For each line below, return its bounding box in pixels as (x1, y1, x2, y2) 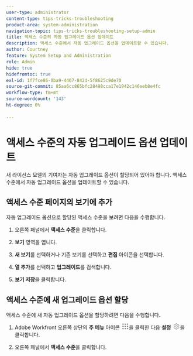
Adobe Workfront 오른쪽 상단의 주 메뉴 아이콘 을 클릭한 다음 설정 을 (14, 324, 185, 331)
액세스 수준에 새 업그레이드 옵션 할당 (6, 295, 129, 304)
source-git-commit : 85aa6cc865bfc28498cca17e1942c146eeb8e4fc (6, 84, 161, 90)
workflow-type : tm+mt (6, 90, 59, 96)
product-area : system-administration (6, 22, 98, 28)
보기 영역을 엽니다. (14, 239, 57, 246)
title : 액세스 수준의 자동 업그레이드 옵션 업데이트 (6, 34, 114, 40)
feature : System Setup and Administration (6, 53, 111, 59)
